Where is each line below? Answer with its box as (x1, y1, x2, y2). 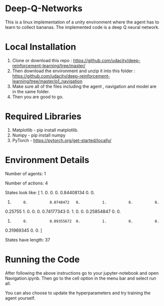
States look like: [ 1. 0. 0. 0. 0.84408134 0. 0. (5, 189, 95, 195)
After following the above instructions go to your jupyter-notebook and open (5, 270, 159, 276)
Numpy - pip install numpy (12, 132, 66, 138)
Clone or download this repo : (12, 57, 72, 63)
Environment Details (5, 155, 90, 165)
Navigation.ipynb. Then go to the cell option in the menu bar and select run (5, 275, 157, 281)
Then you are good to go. (12, 94, 64, 100)
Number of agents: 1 (5, 170, 46, 176)
